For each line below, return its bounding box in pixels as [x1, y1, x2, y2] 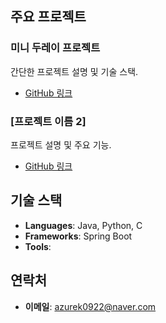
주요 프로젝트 [10, 8, 87, 26]
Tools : [24, 240, 52, 252]
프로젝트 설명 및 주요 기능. [10, 138, 112, 151]
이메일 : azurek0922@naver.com [24, 300, 157, 312]
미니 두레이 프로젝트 [10, 41, 101, 55]
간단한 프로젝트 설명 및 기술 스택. [10, 65, 139, 77]
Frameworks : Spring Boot [24, 230, 133, 242]
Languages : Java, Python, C [24, 219, 143, 231]
